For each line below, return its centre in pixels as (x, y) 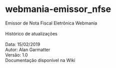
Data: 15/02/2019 (23, 44)
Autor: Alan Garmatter (28, 49)
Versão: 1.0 (17, 55)
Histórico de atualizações (31, 33)
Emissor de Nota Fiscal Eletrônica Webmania (51, 23)
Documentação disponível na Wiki (40, 60)
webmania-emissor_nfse (58, 9)
